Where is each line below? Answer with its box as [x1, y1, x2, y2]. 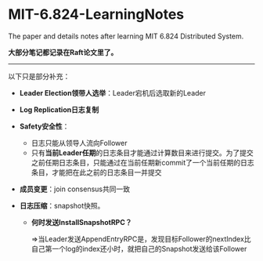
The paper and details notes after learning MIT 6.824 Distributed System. [8, 31, 244, 41]
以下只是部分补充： [8, 71, 70, 81]
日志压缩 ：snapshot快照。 [19, 201, 105, 210]
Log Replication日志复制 [19, 104, 99, 114]
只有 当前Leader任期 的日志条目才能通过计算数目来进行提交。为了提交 [31, 147, 254, 158]
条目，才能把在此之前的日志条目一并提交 [31, 167, 162, 177]
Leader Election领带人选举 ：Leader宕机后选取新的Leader [19, 88, 206, 97]
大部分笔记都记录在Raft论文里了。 [8, 47, 118, 56]
